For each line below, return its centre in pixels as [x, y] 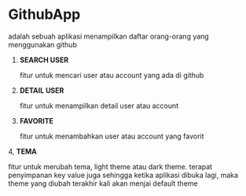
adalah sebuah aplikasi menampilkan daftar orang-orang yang [109, 36]
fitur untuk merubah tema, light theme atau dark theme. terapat [110, 166]
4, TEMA [22, 151]
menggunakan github [42, 44]
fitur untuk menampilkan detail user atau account [99, 105]
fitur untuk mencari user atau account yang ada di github [112, 75]
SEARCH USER [44, 60]
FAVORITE [36, 120]
